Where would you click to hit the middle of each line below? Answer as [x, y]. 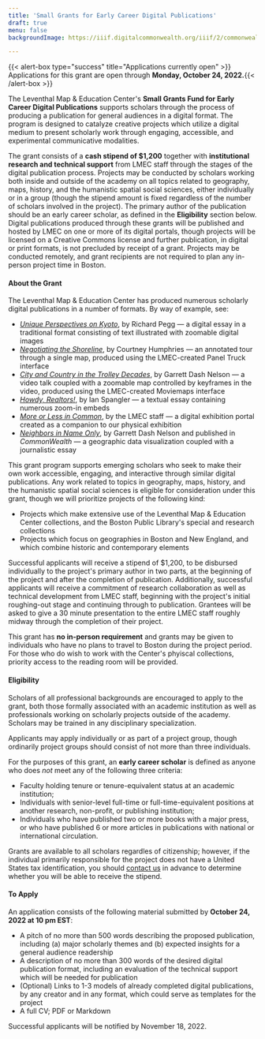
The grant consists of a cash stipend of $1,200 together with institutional [129, 156]
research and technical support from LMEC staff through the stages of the [131, 164]
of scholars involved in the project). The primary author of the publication [127, 207]
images [32, 341]
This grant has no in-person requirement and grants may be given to [121, 637]
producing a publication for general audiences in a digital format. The [121, 116]
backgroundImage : [37, 37]
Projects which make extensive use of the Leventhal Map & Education [132, 514]
